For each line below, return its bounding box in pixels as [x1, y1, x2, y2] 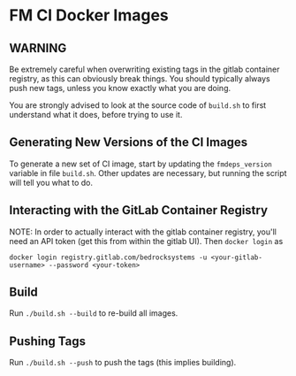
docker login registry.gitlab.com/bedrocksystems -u [9, 253, 208, 262]
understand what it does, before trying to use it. [9, 110, 183, 119]
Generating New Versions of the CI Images [9, 134, 248, 150]
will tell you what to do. [9, 177, 93, 188]
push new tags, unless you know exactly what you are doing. [9, 83, 231, 93]
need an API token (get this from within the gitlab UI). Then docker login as [9, 235, 284, 246]
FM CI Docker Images [9, 5, 170, 26]
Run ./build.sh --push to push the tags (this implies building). [9, 357, 237, 368]
